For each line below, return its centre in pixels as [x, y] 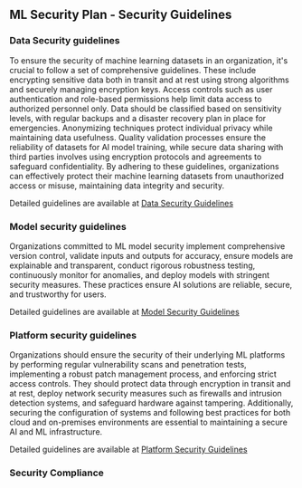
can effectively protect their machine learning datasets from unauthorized [147, 176]
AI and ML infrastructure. [56, 432]
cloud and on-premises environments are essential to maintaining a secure [148, 422]
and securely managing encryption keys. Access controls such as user [141, 89]
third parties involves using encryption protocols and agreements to [136, 157]
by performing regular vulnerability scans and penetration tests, [128, 365]
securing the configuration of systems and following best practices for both [150, 413]
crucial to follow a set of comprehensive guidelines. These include [132, 70]
